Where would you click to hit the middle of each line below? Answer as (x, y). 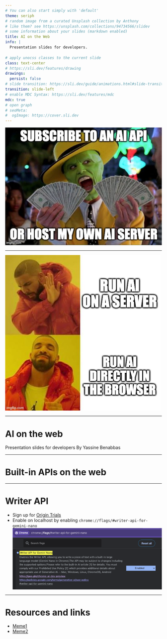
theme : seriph (20, 16)
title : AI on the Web (28, 37)
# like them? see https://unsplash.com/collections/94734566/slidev (78, 26)
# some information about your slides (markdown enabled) (66, 32)
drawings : (15, 74)
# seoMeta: (16, 110)
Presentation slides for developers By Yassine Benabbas (63, 447)
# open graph (19, 105)
